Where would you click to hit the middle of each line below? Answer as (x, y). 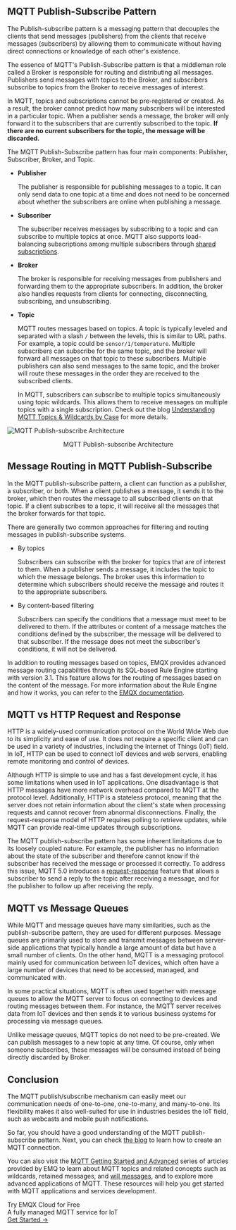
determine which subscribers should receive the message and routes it (120, 584)
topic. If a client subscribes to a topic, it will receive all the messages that (113, 506)
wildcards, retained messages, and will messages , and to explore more (110, 1176)
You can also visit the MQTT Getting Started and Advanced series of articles (118, 1161)
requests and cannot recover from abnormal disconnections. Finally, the (112, 812)
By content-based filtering (56, 605)
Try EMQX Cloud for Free (44, 1205)
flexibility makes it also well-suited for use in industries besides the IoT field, (118, 1112)
